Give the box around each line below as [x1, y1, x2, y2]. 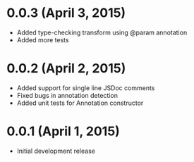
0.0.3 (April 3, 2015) [6, 5, 126, 21]
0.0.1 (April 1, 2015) [6, 123, 121, 139]
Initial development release [16, 147, 96, 155]
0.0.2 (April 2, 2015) [6, 61, 126, 77]
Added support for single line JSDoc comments [16, 83, 155, 92]
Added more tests [16, 35, 69, 44]
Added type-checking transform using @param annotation [16, 28, 188, 37]
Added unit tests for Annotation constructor [16, 99, 144, 107]
